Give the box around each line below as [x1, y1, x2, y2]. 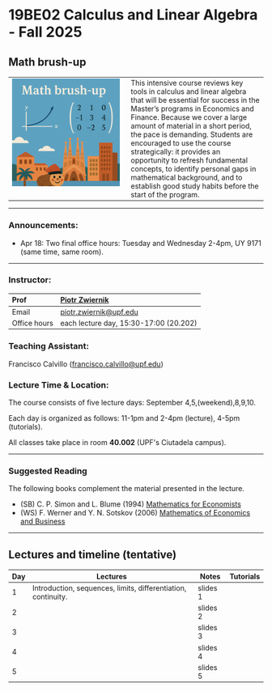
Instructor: [8, 274, 52, 286]
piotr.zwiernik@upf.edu [60, 307, 139, 316]
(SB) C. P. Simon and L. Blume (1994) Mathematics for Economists [19, 499, 241, 509]
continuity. [32, 591, 68, 601]
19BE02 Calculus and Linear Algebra [8, 6, 258, 24]
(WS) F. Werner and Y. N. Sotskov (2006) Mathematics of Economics [19, 508, 251, 518]
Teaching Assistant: [8, 341, 89, 352]
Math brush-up [8, 55, 87, 69]
